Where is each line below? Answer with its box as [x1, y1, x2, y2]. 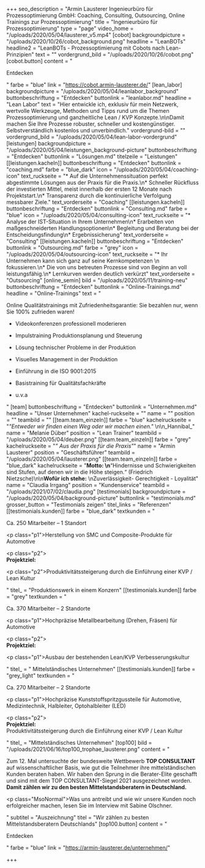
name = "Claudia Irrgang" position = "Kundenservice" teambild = [6, 482, 170, 488]
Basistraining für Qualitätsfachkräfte [15, 380, 106, 386]
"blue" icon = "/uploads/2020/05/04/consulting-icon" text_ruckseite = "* [6, 212, 191, 218]
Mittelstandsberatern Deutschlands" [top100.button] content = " [6, 820, 167, 828]
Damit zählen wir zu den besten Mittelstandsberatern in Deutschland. [6, 783, 187, 791]
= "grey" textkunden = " [6, 593, 67, 600]
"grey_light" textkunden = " [6, 672, 75, 679]
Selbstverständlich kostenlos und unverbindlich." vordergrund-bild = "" [6, 127, 185, 134]
